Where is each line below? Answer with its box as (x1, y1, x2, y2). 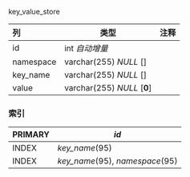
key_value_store (8, 7, 60, 16)
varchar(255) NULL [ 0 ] (63, 82, 152, 93)
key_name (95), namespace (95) (57, 155, 178, 167)
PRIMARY (12, 129, 50, 140)
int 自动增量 (63, 43, 108, 54)
